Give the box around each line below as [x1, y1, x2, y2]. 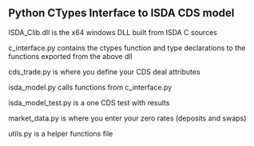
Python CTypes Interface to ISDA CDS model [8, 6, 235, 20]
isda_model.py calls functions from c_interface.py [8, 82, 173, 92]
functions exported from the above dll [8, 51, 133, 61]
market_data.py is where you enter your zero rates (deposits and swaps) [8, 113, 247, 123]
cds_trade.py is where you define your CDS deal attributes [8, 67, 201, 77]
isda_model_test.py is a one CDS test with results [8, 97, 170, 107]
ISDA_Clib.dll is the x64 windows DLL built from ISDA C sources [8, 27, 218, 37]
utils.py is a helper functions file [8, 128, 113, 138]
